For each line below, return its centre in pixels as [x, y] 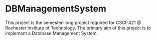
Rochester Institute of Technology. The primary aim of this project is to [78, 27]
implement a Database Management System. [52, 33]
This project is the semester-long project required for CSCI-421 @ [73, 22]
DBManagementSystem [56, 9]
